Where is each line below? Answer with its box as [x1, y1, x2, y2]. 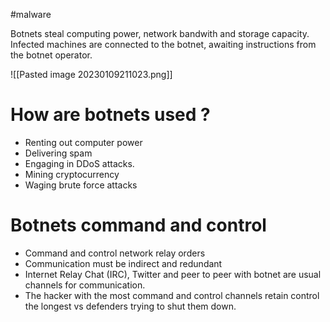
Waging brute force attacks [24, 179, 138, 191]
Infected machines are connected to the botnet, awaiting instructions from [10, 39, 317, 50]
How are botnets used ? [10, 104, 211, 126]
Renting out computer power [24, 136, 143, 148]
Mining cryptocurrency [24, 168, 120, 180]
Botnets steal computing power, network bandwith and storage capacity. [10, 28, 310, 39]
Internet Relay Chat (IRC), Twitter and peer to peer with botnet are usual [24, 268, 322, 280]
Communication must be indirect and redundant [24, 257, 223, 269]
